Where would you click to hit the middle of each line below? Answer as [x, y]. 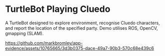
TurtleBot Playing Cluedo [58, 9]
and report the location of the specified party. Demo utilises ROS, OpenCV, [82, 28]
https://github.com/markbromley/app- [44, 43]
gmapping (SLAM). [24, 33]
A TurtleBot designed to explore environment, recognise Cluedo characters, [82, 23]
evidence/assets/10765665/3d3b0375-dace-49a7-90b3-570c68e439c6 [80, 48]
